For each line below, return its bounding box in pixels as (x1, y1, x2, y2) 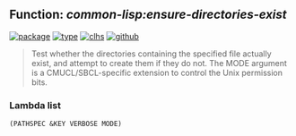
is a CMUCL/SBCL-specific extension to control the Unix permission (30, 67, 283, 78)
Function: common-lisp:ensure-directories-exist (9, 7, 287, 22)
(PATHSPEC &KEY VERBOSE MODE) (9, 120, 123, 129)
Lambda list (9, 98, 61, 111)
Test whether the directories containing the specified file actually (30, 48, 272, 59)
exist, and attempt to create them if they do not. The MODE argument (30, 57, 287, 68)
